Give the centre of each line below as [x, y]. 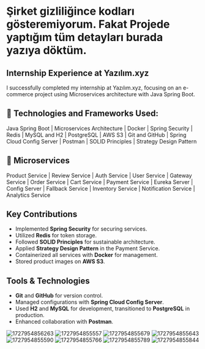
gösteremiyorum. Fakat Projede [88, 24]
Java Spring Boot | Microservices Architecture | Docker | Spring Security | [99, 128]
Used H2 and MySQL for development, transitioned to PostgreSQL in [102, 309]
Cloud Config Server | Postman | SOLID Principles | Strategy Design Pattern [102, 141]
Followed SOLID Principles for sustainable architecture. [85, 242]
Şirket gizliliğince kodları [70, 11]
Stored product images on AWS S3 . [60, 261]
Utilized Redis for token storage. [56, 236]
